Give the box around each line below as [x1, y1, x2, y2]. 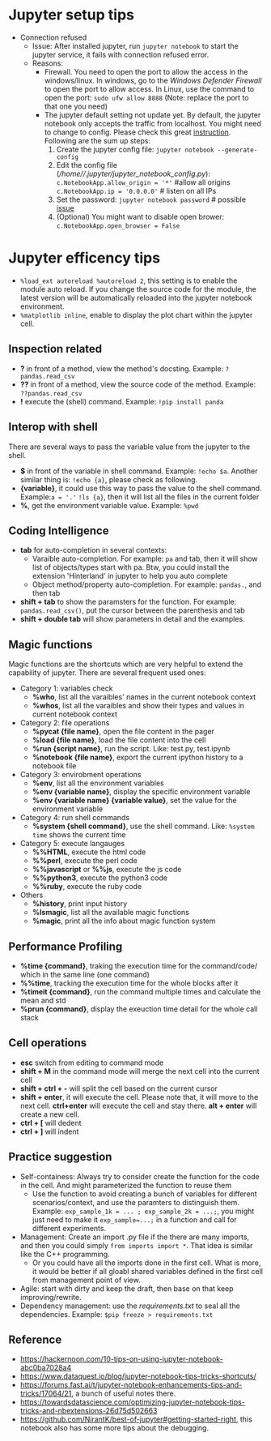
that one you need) [44, 101, 108, 111]
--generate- [217, 146, 258, 154]
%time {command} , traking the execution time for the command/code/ [19, 960, 257, 970]
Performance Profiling [8, 939, 123, 953]
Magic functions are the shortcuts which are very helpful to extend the [8, 659, 243, 669]
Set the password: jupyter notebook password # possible [56, 195, 247, 204]
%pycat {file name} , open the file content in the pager [32, 727, 214, 737]
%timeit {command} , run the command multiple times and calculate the [19, 986, 261, 996]
